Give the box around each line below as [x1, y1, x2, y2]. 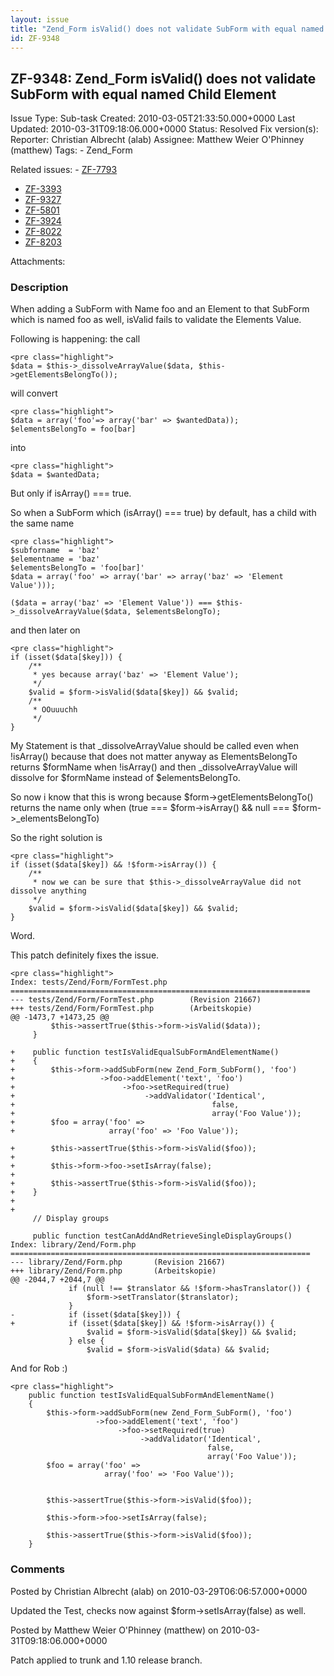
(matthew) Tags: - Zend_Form [10, 144, 133, 156]
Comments [10, 1562, 65, 1576]
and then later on [10, 624, 81, 636]
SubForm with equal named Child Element [10, 86, 277, 103]
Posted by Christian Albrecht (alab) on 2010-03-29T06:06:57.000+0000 [10, 1585, 308, 1597]
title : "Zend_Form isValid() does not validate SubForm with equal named [10, 24, 325, 34]
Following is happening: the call [10, 333, 141, 345]
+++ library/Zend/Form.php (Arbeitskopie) [10, 1266, 217, 1276]
